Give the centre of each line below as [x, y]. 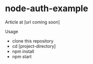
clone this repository [33, 41]
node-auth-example [47, 9]
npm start [22, 56]
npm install [23, 51]
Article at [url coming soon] [32, 22]
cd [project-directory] [34, 46]
